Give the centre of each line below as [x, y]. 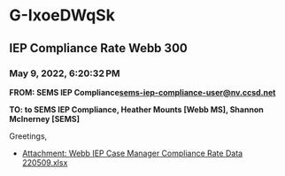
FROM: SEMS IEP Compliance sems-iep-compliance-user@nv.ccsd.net [142, 92]
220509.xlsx [45, 162]
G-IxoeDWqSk [62, 15]
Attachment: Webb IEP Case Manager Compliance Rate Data [132, 153]
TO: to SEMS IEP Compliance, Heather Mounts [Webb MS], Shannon [136, 109]
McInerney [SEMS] [45, 119]
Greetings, [28, 136]
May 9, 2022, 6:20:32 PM [65, 73]
